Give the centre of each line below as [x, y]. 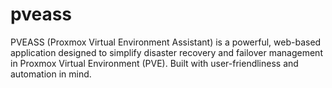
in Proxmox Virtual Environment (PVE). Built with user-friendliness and [154, 63]
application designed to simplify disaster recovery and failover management [166, 52]
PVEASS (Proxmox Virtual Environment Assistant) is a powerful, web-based [166, 42]
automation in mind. [51, 74]
